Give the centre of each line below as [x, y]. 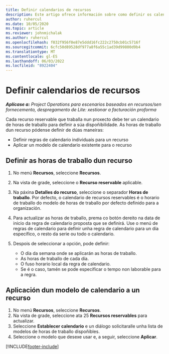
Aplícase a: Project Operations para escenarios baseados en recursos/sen [84, 104]
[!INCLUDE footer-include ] [32, 346]
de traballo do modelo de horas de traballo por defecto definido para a [86, 203]
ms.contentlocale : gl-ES [32, 56]
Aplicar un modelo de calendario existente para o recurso [72, 145]
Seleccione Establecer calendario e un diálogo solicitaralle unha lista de [88, 326]
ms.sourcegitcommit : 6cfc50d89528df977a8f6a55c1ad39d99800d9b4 [73, 47]
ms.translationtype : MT [31, 52]
